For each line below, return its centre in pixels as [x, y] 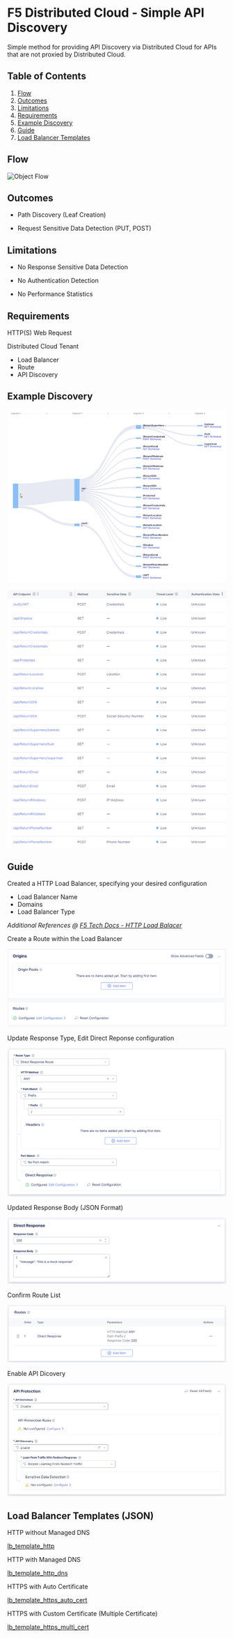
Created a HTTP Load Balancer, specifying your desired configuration [107, 884]
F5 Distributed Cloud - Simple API [106, 13]
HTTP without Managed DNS [49, 1533]
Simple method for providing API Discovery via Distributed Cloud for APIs [112, 47]
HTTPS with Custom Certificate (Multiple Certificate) [82, 1614]
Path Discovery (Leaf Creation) [62, 215]
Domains [30, 905]
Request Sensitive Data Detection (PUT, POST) [84, 229]
